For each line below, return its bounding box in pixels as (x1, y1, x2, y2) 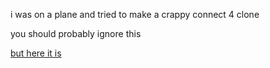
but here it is (10, 47, 62, 59)
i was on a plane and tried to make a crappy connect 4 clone (10, 9, 260, 20)
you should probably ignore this (10, 28, 142, 39)
